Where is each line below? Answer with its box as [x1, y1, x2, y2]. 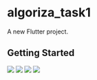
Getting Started [7, 47, 75, 59]
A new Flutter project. [7, 27, 69, 36]
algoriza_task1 [7, 5, 91, 21]
